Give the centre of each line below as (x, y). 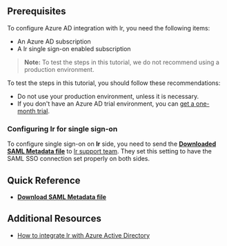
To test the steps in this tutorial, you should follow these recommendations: (114, 83)
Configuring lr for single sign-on (62, 129)
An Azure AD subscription (54, 41)
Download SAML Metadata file (62, 197)
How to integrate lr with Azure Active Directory (83, 235)
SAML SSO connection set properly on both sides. (79, 159)
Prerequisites (37, 11)
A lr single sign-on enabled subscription (74, 48)
